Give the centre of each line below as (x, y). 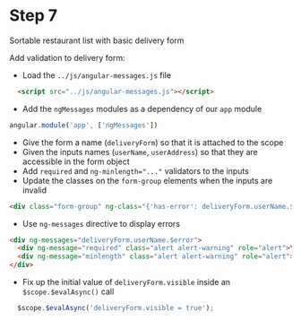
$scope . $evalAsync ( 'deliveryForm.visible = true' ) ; (116, 308)
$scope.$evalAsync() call (68, 291)
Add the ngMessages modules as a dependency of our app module (142, 108)
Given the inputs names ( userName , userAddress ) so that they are (140, 152)
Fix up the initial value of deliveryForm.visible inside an (126, 282)
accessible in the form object (76, 161)
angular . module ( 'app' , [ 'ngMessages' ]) (84, 125)
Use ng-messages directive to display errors (101, 223)
